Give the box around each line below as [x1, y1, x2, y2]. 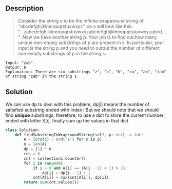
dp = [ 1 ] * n [24, 146, 52, 152]
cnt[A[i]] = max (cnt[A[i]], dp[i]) [32, 175, 109, 180]
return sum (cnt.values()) [24, 180, 80, 185]
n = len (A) [24, 142, 47, 147]
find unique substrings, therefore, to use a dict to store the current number [5, 112, 164, 118]
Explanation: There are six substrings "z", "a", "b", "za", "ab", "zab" [5, 69, 167, 74]
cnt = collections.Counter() [24, 156, 86, 161]
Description [5, 4, 44, 13]
